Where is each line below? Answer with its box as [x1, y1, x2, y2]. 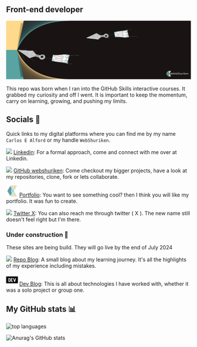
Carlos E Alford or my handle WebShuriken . [6, 136, 111, 144]
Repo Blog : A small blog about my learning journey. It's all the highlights [13, 256, 186, 263]
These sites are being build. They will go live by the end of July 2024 [6, 243, 173, 251]
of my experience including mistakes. [6, 262, 97, 269]
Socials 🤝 [6, 115, 41, 125]
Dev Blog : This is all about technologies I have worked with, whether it [19, 280, 189, 287]
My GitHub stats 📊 [6, 304, 76, 314]
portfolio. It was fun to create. [6, 197, 78, 205]
